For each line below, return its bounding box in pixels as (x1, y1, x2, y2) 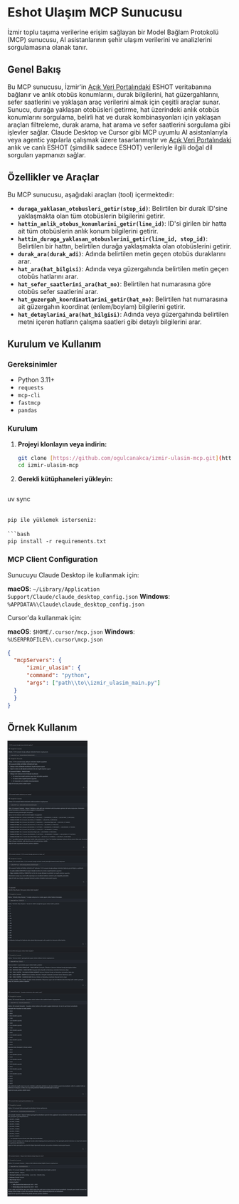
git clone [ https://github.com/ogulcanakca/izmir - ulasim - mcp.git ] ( (17, 454, 223, 461)
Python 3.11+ (17, 375, 55, 384)
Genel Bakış (7, 63, 62, 75)
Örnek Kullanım (7, 721, 78, 733)
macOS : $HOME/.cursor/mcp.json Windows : (7, 627, 135, 636)
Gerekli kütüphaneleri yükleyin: (17, 475, 113, 483)
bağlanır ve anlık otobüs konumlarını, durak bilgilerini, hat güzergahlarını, (7, 90, 220, 98)
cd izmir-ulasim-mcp (17, 462, 79, 469)
